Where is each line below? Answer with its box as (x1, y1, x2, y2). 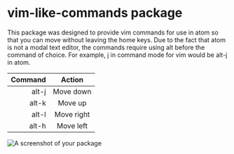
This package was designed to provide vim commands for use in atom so (7, 28, 219, 37)
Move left (57, 121, 88, 131)
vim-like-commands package (7, 5, 183, 21)
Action (60, 75, 84, 84)
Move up (57, 98, 87, 108)
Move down (53, 86, 92, 96)
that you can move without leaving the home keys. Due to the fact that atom (7, 35, 226, 44)
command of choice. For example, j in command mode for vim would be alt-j (7, 51, 228, 59)
